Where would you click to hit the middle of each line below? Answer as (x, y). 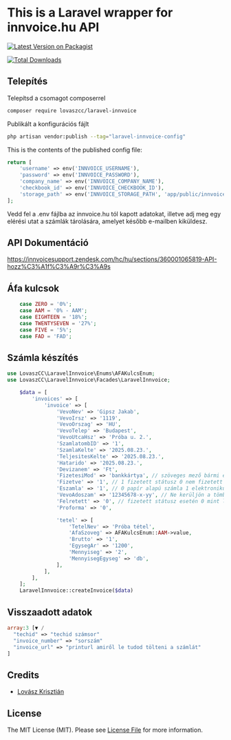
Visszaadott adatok (50, 612)
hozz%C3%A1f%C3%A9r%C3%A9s (59, 267)
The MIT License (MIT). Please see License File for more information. (105, 730)
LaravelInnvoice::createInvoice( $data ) (77, 590)
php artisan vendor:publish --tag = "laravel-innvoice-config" (97, 136)
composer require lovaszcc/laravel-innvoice (72, 111)
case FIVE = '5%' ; (46, 330)
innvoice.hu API (53, 27)
